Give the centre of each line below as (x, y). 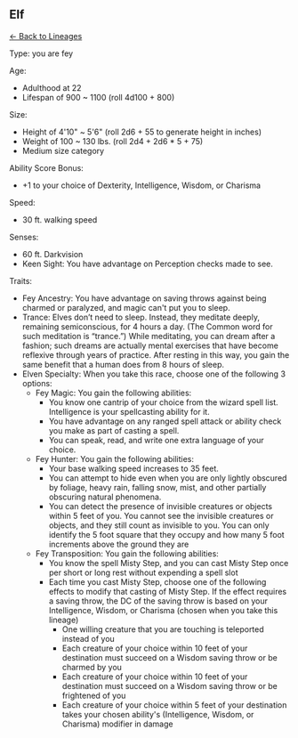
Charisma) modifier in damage (117, 724)
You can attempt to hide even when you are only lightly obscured (168, 478)
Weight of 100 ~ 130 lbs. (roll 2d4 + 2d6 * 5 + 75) (113, 141)
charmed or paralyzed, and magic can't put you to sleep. (126, 307)
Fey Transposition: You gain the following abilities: (127, 553)
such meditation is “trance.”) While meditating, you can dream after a (149, 336)
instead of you (89, 638)
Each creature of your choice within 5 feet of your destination (174, 705)
